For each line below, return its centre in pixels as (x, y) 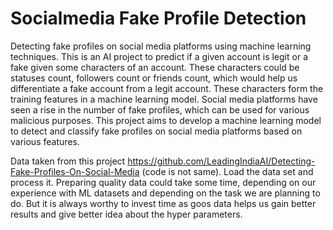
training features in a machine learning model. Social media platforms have (164, 99)
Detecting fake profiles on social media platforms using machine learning (161, 46)
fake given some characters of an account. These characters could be (155, 67)
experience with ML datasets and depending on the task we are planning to (165, 193)
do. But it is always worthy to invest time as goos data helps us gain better (163, 203)
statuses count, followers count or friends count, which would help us (154, 78)
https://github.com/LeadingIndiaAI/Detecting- (221, 161)
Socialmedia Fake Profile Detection (158, 18)
